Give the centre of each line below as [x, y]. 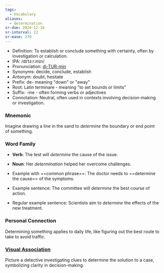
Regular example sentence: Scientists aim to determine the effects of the [85, 203]
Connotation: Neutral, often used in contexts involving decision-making [84, 97]
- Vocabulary [23, 14]
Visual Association [28, 249]
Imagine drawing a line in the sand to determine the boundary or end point [80, 126]
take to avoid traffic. [25, 237]
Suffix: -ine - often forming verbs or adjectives [59, 92]
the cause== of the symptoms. [43, 179]
